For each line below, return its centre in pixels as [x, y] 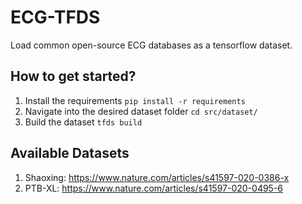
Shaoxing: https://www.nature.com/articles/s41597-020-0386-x [157, 177]
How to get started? [73, 76]
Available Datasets [70, 153]
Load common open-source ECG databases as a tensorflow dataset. [151, 45]
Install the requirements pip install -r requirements [135, 100]
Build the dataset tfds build [83, 122]
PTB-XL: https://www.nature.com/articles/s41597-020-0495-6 [154, 188]
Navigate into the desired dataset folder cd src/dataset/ [141, 111]
